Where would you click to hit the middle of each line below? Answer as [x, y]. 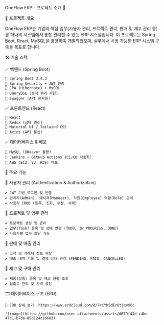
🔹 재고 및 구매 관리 [23, 268]
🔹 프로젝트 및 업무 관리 [27, 213]
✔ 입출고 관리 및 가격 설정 [29, 284]
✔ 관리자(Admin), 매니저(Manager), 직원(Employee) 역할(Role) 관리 [69, 198]
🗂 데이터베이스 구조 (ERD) [31, 293]
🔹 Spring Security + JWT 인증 [35, 84]
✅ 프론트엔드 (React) [25, 108]
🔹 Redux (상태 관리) [24, 123]
